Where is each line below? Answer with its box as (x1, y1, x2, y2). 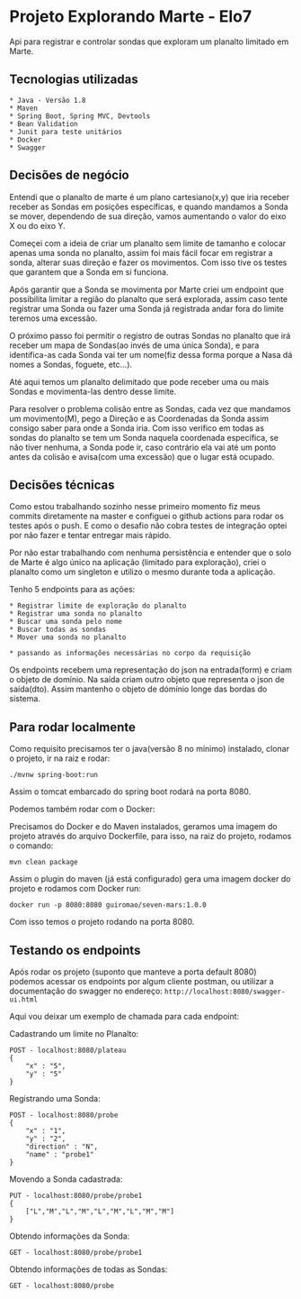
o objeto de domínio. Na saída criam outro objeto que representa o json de (9, 674, 285, 685)
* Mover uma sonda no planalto (9, 633, 127, 642)
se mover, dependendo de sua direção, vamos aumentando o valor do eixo (9, 210, 287, 222)
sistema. (9, 693, 40, 704)
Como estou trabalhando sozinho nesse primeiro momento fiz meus (9, 501, 261, 512)
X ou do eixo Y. (9, 220, 66, 231)
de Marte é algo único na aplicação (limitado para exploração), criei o (9, 557, 267, 568)
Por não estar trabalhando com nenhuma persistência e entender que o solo (9, 547, 292, 558)
